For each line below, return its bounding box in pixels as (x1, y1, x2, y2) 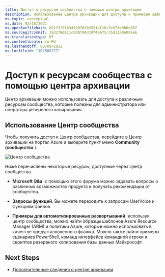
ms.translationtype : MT (5, 35, 54, 40)
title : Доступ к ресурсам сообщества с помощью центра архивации (5, 7, 141, 12)
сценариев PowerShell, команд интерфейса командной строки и (12, 234, 148, 240)
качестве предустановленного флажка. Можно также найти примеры (12, 229, 160, 235)
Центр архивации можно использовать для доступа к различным (5, 96, 143, 102)
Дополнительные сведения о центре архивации (12, 267, 113, 273)
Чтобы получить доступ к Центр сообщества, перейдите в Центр (5, 134, 142, 140)
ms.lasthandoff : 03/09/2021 (5, 44, 63, 49)
